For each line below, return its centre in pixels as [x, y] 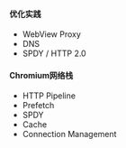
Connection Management [69, 134]
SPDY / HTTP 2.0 [54, 53]
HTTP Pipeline [49, 96]
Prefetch [38, 106]
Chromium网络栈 [41, 75]
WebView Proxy [51, 34]
